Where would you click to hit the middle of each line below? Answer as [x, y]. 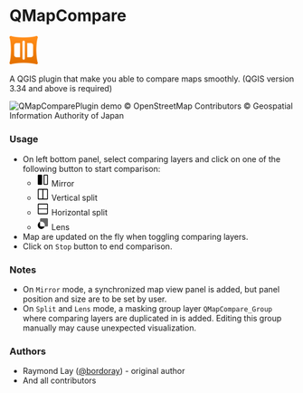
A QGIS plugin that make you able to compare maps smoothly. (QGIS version [152, 79]
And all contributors [59, 380]
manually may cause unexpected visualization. [109, 328]
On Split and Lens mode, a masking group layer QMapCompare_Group [147, 309]
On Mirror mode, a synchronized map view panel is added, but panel [151, 290]
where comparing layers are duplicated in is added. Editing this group [152, 319]
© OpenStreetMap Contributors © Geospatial [208, 106]
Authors [28, 351]
